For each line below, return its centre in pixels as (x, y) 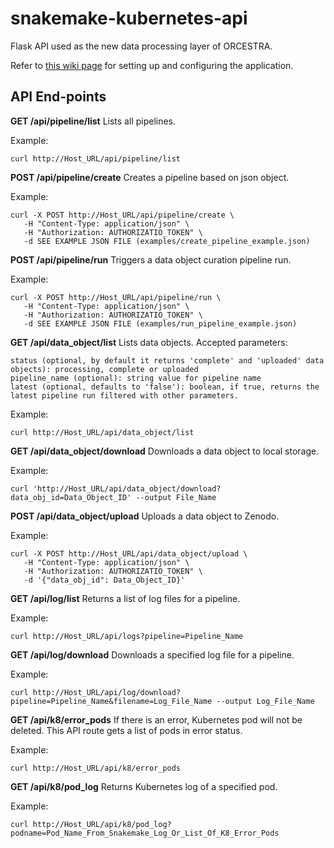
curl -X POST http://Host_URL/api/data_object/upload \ (129, 553)
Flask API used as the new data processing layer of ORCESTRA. (141, 46)
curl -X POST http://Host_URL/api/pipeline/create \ (122, 215)
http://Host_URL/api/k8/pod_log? (102, 824)
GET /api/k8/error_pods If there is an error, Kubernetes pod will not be (156, 719)
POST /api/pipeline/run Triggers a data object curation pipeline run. (151, 259)
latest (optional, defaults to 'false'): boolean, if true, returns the (165, 387)
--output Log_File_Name (265, 701)
